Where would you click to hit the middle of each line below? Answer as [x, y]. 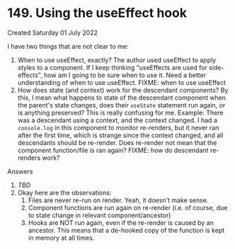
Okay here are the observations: [64, 192]
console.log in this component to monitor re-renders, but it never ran [118, 127]
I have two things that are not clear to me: [68, 46]
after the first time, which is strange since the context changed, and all [120, 135]
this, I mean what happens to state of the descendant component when [122, 98]
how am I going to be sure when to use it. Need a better [125, 75]
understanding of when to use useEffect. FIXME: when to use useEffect [122, 82]
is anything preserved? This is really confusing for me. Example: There [120, 112]
